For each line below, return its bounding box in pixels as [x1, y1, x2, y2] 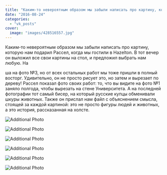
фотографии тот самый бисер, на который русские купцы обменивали [5, 91, 155, 97]
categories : [5, 16, 30, 21]
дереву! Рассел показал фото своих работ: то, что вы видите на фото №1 [5, 80, 160, 86]
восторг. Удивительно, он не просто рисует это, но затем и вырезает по [5, 75, 159, 81]
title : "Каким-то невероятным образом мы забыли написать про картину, [5, 7, 157, 12]
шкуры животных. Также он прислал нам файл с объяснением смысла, [5, 96, 158, 102]
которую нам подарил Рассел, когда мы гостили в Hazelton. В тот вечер [5, 49, 159, 55]
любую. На [5, 60, 29, 66]
